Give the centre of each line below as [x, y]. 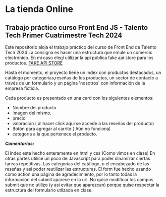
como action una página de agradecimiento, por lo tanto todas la [71, 174]
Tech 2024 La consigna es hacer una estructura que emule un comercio [79, 52]
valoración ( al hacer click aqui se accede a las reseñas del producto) [83, 123]
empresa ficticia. [22, 88]
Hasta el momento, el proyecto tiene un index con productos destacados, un [83, 72]
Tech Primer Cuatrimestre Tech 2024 [64, 35]
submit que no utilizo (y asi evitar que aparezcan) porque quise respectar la [82, 185]
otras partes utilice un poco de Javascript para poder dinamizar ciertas [78, 158]
